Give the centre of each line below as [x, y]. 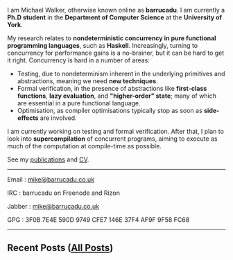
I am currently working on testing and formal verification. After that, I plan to [115, 131]
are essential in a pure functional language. [79, 103]
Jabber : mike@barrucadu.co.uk [53, 206]
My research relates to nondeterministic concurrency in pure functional [112, 38]
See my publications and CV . [48, 159]
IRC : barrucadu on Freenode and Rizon [63, 193]
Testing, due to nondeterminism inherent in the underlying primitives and [121, 73]
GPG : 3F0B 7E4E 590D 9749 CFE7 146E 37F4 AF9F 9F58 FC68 [98, 220]
